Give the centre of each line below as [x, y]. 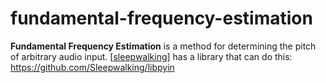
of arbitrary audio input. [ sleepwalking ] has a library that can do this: [151, 56]
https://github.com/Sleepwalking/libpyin [92, 67]
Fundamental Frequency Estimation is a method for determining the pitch [163, 46]
